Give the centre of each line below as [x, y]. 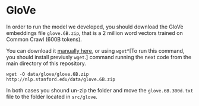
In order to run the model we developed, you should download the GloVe [95, 27]
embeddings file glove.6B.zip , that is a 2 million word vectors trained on [94, 33]
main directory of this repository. [46, 63]
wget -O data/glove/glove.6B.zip [48, 74]
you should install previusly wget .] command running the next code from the [99, 57]
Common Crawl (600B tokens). [44, 39]
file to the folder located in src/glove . [52, 97]
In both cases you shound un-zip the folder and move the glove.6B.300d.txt [100, 90]
